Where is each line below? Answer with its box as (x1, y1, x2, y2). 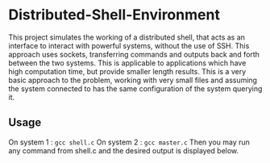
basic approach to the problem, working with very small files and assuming (8, 75, 258, 85)
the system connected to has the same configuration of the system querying (8, 83, 263, 94)
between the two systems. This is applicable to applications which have (8, 58, 247, 68)
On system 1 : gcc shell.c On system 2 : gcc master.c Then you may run (8, 137, 250, 147)
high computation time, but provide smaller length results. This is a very (8, 66, 247, 76)
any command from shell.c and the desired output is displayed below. (8, 145, 239, 155)
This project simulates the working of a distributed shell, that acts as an (8, 32, 246, 42)
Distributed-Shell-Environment (8, 6, 220, 24)
